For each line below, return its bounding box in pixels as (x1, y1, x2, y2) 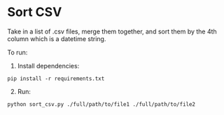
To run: (7, 48, 28, 56)
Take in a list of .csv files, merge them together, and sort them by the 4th (7, 27, 217, 36)
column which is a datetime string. (7, 34, 106, 43)
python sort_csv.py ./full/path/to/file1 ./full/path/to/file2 (7, 100, 196, 108)
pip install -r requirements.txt (7, 75, 105, 82)
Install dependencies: (17, 61, 80, 70)
